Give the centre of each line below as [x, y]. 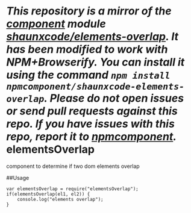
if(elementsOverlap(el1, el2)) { [48, 194]
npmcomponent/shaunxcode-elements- [95, 87]
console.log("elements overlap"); [60, 199]
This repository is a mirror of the [89, 11]
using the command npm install [88, 75]
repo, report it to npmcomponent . [92, 137]
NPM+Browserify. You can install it [95, 62]
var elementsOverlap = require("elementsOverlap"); [72, 189]
